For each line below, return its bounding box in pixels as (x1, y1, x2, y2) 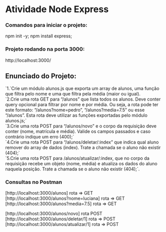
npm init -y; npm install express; (5, 33, 72, 39)
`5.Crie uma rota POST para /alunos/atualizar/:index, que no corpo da (5, 155, 150, 161)
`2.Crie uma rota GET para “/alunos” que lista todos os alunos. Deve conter (5, 96, 161, 102)
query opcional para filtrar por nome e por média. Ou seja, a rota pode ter (5, 101, 158, 107)
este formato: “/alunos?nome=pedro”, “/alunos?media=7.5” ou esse (5, 107, 145, 113)
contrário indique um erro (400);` (5, 133, 74, 140)
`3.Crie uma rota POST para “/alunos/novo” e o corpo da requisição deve (5, 123, 157, 129)
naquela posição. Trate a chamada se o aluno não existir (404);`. (5, 166, 140, 172)
